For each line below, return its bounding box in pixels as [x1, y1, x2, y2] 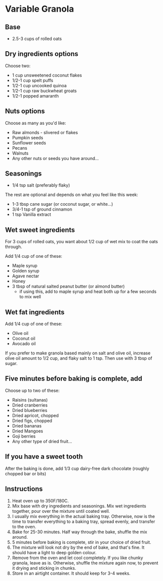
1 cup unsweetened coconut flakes [12, 72, 82, 78]
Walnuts [12, 150, 29, 156]
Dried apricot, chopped [12, 412, 59, 418]
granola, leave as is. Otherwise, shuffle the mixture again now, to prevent [12, 560, 159, 566]
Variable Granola [5, 3, 74, 15]
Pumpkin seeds [12, 135, 43, 140]
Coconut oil [12, 335, 36, 342]
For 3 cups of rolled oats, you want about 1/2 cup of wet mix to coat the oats [5, 239, 158, 245]
